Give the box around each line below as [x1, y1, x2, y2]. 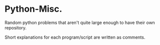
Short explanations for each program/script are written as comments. [4, 34, 146, 40]
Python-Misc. [4, 3, 63, 15]
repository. [4, 24, 27, 30]
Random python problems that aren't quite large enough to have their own [4, 20, 155, 25]
